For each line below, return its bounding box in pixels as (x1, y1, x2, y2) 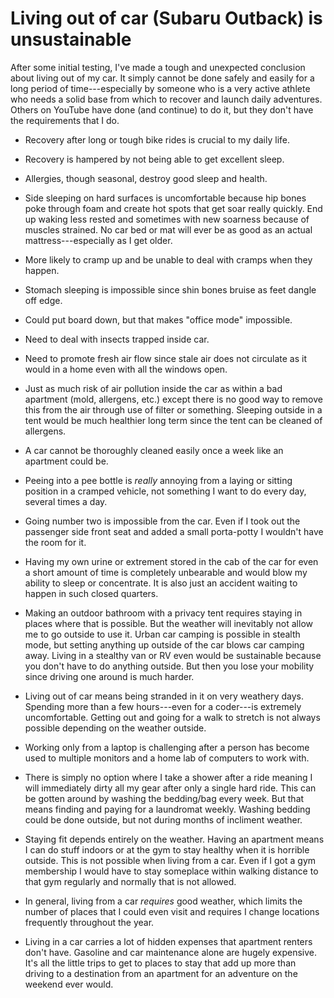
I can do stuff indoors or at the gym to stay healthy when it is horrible (24, 843, 310, 856)
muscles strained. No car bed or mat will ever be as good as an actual (24, 223, 313, 236)
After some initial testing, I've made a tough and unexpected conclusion (10, 61, 306, 73)
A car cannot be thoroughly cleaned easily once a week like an (24, 444, 284, 456)
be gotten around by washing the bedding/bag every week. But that (24, 792, 305, 804)
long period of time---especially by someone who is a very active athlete (10, 82, 311, 94)
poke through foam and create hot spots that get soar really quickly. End (24, 202, 323, 214)
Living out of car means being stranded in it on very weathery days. (24, 690, 304, 702)
